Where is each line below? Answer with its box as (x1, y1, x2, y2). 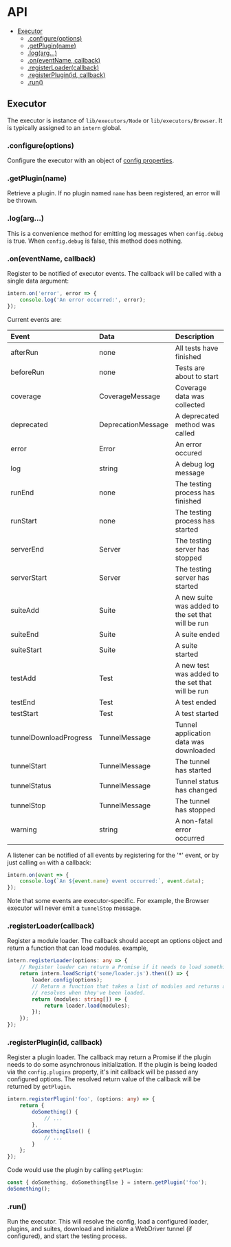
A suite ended (175, 629, 220, 639)
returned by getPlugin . (7, 1083, 72, 1091)
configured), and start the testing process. (7, 1232, 127, 1240)
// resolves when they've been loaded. (32, 989, 146, 996)
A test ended (175, 697, 217, 707)
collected (175, 400, 206, 409)
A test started (175, 708, 219, 718)
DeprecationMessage (98, 420, 168, 429)
